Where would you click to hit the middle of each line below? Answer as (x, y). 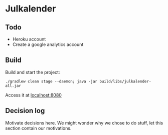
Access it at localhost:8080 (33, 95)
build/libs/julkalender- (125, 81)
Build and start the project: (33, 72)
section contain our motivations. (38, 128)
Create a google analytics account (48, 44)
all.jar (13, 85)
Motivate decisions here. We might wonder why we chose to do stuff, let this (84, 122)
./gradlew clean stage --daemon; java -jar (51, 81)
